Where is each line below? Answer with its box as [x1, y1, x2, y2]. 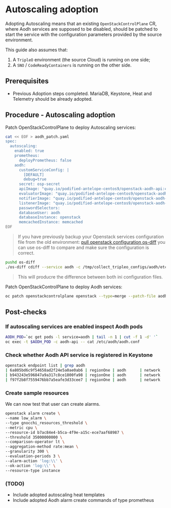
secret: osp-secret [18, 181, 60, 187]
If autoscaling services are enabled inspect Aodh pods [5, 323, 143, 330]
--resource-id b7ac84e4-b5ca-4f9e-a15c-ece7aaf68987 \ [5, 430, 124, 435]
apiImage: [18, 187, 40, 192]
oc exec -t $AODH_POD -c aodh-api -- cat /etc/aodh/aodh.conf [5, 339, 140, 344]
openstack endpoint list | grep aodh [5, 363, 85, 368]
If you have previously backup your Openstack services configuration [17, 234, 164, 240]
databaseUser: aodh [18, 210, 60, 215]
